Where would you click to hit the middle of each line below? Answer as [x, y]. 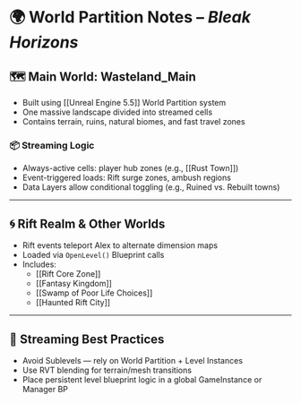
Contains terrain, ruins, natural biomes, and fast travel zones [133, 121]
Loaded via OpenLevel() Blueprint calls [93, 255]
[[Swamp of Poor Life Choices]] [94, 293]
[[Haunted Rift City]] [73, 303]
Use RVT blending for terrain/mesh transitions [107, 370]
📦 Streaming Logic [52, 145]
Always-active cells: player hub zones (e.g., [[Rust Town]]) [130, 168]
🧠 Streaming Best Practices [87, 339]
